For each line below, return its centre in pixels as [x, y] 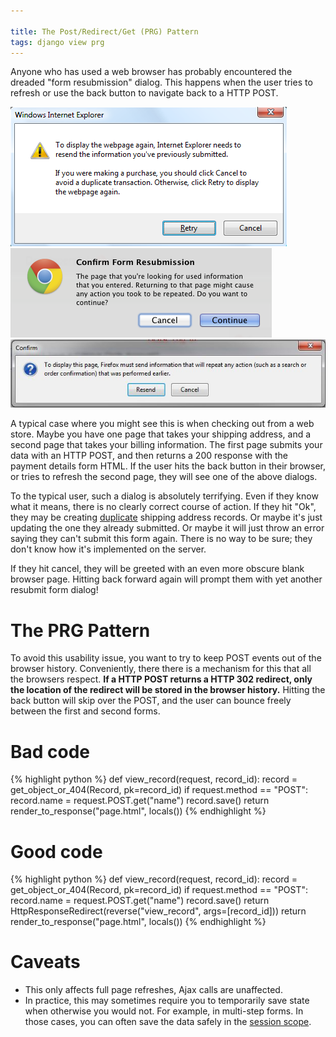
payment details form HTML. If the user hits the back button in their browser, [168, 466]
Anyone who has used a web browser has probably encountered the [151, 72]
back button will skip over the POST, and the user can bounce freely [151, 701]
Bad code [50, 751]
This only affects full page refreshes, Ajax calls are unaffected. [153, 990]
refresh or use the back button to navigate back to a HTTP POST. [144, 93]
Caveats [45, 962]
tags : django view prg [57, 42]
